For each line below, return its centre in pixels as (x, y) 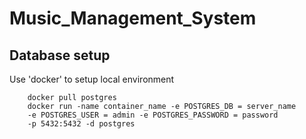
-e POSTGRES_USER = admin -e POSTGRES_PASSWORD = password (153, 115)
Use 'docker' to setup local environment (92, 79)
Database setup (60, 55)
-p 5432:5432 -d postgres (81, 124)
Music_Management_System (133, 18)
